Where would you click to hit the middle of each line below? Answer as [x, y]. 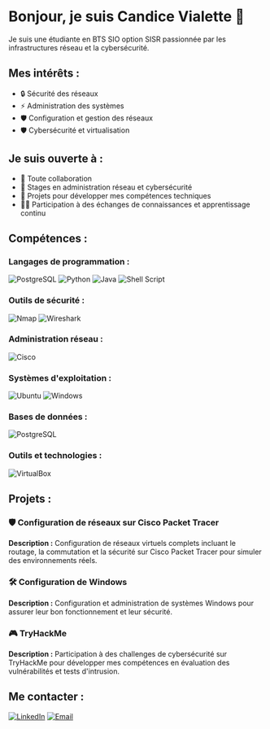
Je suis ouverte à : [56, 159]
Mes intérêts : [44, 74]
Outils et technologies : [55, 456]
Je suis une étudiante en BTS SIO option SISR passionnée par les [117, 39]
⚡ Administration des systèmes [72, 106]
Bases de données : [48, 417]
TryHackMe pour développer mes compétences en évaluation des [119, 663]
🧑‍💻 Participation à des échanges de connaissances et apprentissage [135, 204]
